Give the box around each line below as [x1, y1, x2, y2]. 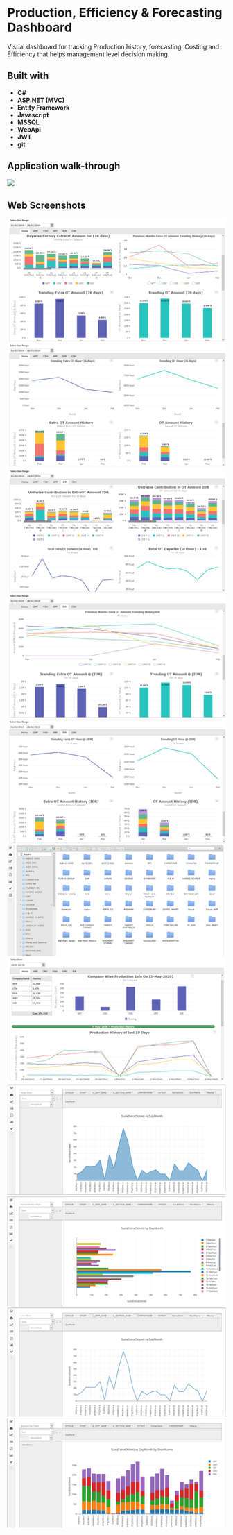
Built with [7, 70, 49, 82]
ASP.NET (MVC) [17, 96, 65, 104]
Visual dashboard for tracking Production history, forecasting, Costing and [7, 42, 220, 51]
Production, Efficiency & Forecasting [7, 5, 223, 21]
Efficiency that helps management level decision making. [7, 50, 170, 58]
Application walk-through [7, 160, 121, 172]
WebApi [17, 125, 42, 133]
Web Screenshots [7, 199, 86, 211]
